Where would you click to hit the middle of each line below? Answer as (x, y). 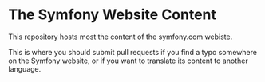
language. (25, 68)
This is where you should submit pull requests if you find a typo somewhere (133, 52)
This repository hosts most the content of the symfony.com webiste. (121, 37)
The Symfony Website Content (113, 15)
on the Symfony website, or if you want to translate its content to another (129, 61)
